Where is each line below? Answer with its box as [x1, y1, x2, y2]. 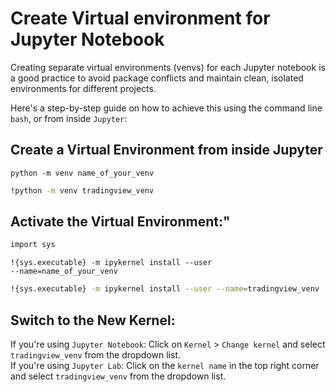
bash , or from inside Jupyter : [10, 112, 128, 124]
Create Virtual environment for [10, 7, 271, 30]
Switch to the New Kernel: [10, 312, 176, 329]
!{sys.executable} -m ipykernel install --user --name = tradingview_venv [10, 284, 320, 294]
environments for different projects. [10, 82, 157, 94]
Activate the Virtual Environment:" [10, 213, 231, 231]
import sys [10, 240, 56, 250]
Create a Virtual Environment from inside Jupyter [10, 142, 323, 159]
